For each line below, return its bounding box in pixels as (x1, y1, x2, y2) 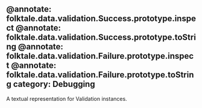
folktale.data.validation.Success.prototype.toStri (6, 32, 196, 43)
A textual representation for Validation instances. (6, 95, 128, 102)
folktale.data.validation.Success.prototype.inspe (6, 14, 196, 24)
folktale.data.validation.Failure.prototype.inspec (6, 51, 194, 61)
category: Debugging (13, 79, 95, 89)
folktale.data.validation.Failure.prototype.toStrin (6, 70, 194, 80)
